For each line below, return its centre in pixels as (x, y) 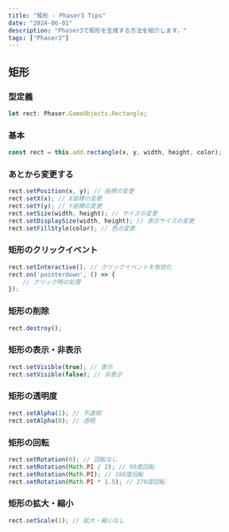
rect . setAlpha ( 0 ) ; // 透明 (52, 421)
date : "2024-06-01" (41, 23)
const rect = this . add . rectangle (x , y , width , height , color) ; (115, 153)
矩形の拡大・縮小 (41, 503)
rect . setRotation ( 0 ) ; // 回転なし (63, 459)
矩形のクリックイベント (53, 250)
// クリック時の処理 (52, 282)
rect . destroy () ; (35, 328)
